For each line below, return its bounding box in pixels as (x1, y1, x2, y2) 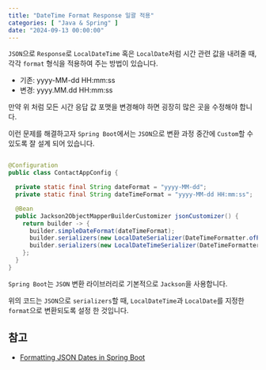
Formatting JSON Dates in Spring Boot (19, 353, 146, 362)
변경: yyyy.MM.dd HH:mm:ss (19, 85, 113, 95)
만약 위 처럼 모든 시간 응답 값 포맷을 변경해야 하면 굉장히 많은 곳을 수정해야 (8, 102, 238, 111)
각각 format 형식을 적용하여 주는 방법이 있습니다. (8, 59, 158, 68)
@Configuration (8, 161, 59, 170)
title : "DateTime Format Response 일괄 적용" (8, 11, 154, 20)
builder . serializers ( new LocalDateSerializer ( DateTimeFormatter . (28, 234, 249, 242)
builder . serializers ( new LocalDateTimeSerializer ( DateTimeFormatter (28, 242, 260, 250)
